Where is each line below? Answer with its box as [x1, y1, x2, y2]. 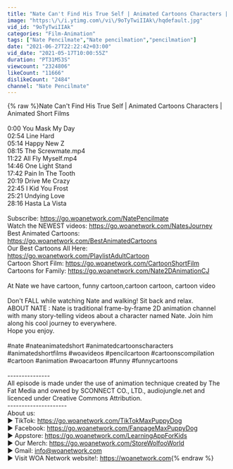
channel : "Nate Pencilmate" [7, 83, 90, 90]
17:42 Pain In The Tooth [7, 169, 76, 178]
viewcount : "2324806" [7, 63, 71, 70]
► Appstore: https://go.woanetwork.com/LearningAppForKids [7, 432, 188, 440]
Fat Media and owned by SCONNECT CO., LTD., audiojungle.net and [7, 386, 206, 395]
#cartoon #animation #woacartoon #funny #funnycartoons [7, 357, 178, 365]
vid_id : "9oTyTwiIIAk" [7, 23, 74, 30]
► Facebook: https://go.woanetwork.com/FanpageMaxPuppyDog [7, 424, 199, 432]
